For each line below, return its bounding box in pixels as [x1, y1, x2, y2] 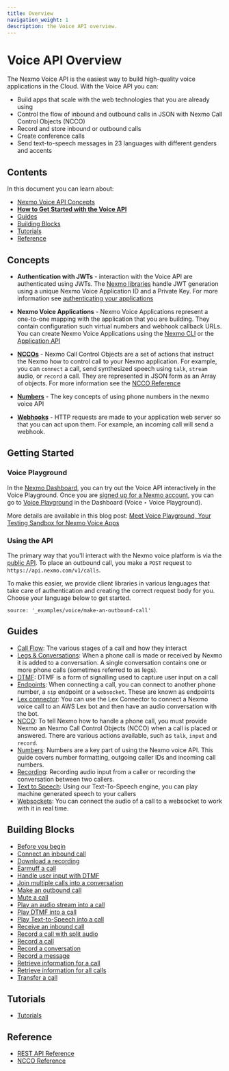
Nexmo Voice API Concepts [16, 198, 96, 206]
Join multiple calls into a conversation [16, 878, 124, 887]
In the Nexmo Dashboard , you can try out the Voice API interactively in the [7, 483, 217, 492]
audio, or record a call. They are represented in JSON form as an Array [16, 372, 217, 380]
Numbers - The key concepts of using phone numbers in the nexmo [16, 392, 210, 400]
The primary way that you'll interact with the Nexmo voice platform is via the [7, 551, 222, 559]
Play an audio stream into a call [16, 900, 105, 908]
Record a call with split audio [16, 930, 98, 938]
